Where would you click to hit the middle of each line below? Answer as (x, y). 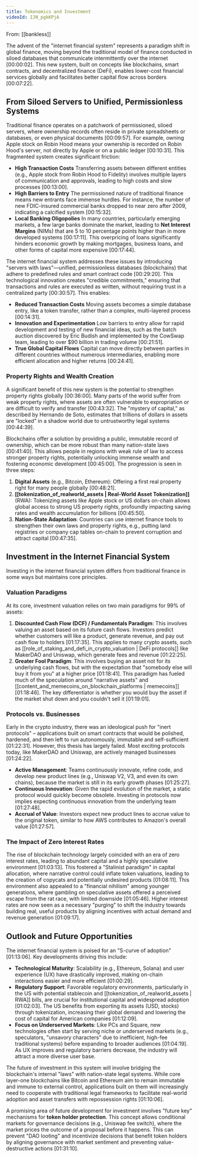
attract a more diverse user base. (55, 1056)
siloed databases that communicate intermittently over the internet (87, 58)
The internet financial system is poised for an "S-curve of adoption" (89, 950)
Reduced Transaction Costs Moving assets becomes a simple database (103, 304)
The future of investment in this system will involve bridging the (83, 1068)
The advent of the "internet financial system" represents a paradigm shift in (98, 46)
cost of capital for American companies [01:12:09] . (76, 1018)
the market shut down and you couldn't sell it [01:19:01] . (82, 699)
